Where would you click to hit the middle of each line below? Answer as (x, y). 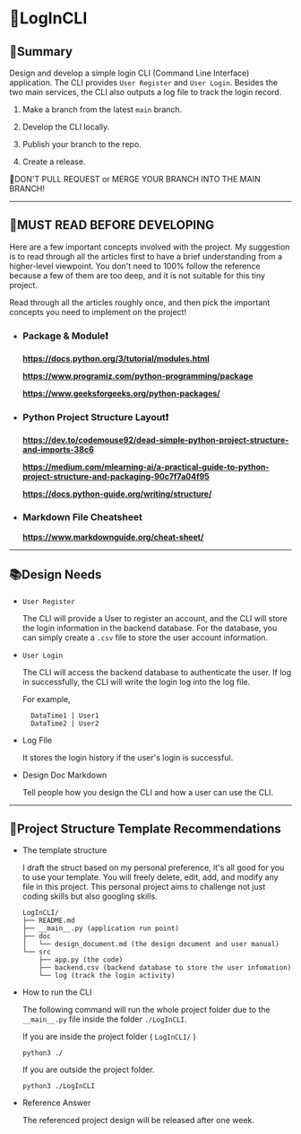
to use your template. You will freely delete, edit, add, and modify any (150, 877)
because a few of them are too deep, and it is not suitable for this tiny (138, 275)
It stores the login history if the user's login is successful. (128, 757)
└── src (36, 952)
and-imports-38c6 (58, 450)
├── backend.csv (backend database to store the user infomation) (165, 968)
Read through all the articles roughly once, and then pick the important (140, 302)
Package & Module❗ (65, 336)
